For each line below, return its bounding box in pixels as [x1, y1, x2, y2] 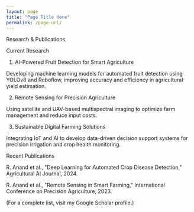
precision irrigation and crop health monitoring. [6, 141, 121, 148]
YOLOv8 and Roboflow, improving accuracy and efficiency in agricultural [6, 76, 183, 83]
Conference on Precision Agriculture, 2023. [6, 188, 112, 195]
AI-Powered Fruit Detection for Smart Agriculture [14, 58, 134, 66]
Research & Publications [6, 36, 66, 43]
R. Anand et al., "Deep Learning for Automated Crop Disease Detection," [6, 164, 182, 171]
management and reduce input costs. [6, 112, 98, 119]
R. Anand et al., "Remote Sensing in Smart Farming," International [6, 181, 166, 189]
